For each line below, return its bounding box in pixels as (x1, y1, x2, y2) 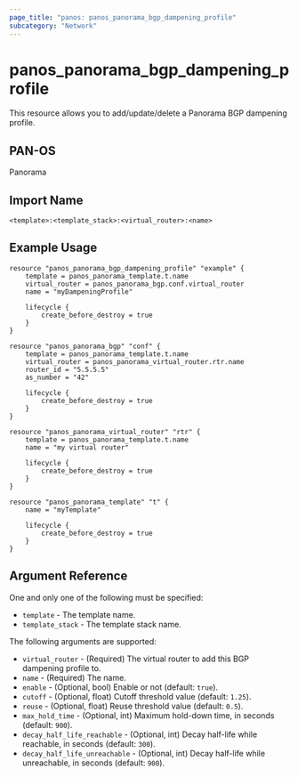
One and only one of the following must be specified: (9, 592, 204, 603)
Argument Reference (9, 569, 128, 584)
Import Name (9, 192, 84, 207)
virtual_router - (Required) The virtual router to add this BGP (21, 653, 250, 664)
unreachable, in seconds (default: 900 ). (21, 757, 165, 768)
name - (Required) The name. (21, 672, 126, 683)
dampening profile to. (21, 662, 101, 673)
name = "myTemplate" (25, 505, 101, 514)
